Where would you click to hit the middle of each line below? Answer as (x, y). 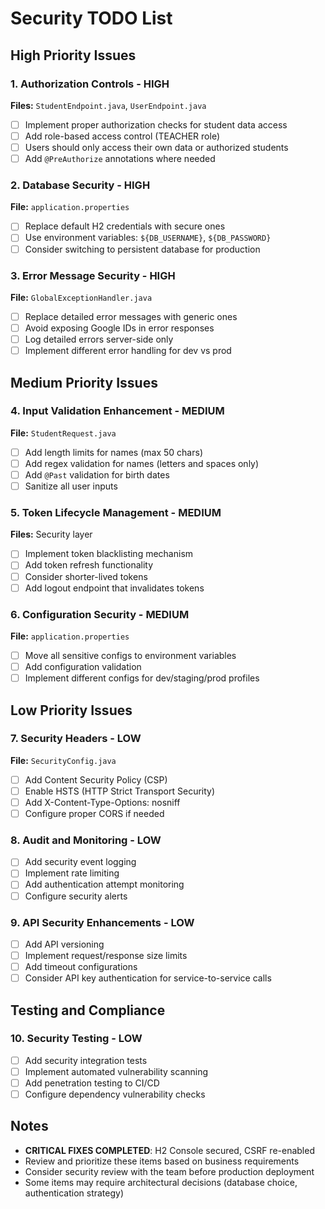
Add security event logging (80, 862)
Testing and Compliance (88, 1010)
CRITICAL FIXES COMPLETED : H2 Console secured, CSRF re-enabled (169, 1150)
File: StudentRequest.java (63, 433)
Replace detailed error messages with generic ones (131, 316)
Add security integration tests (86, 1060)
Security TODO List (91, 18)
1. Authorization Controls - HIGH (90, 84)
